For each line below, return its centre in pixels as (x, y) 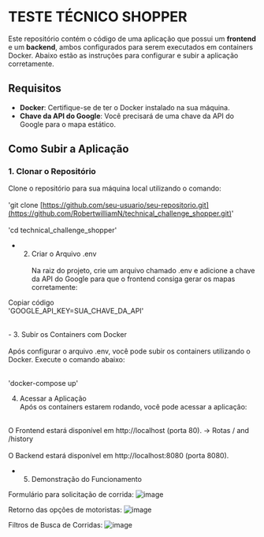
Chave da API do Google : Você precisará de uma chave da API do (127, 116)
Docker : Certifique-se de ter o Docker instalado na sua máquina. (125, 107)
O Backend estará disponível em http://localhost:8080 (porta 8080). (119, 456)
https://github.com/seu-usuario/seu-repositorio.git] (125, 206)
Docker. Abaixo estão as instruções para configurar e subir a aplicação (123, 55)
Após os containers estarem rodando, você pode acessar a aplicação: (133, 407)
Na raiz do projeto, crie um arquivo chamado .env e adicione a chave (143, 271)
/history (21, 439)
